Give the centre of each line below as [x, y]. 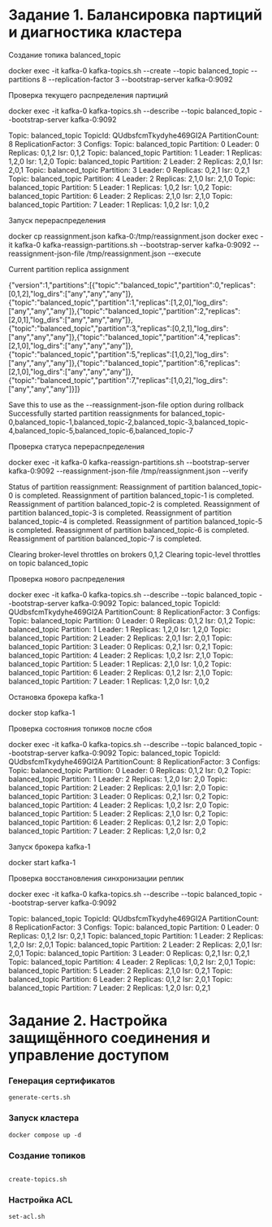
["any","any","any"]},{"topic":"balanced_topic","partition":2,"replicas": [125, 310]
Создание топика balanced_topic [65, 55]
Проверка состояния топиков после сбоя [80, 728]
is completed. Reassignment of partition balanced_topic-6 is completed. [129, 530]
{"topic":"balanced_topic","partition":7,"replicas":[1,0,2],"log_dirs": [119, 380]
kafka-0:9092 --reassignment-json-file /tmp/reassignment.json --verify [128, 471]
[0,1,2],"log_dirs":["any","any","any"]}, [71, 293]
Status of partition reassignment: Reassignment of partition [107, 486]
